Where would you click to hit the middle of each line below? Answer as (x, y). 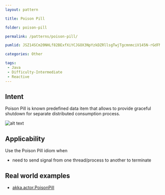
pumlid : (13, 45)
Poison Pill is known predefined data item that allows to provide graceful (78, 108)
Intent (14, 97)
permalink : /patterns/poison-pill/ (41, 36)
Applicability (25, 139)
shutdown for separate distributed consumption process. (63, 114)
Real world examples (38, 176)
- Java (14, 67)
